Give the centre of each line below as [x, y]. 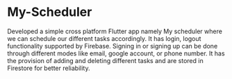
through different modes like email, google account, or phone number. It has [116, 53]
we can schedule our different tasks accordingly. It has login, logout [104, 38]
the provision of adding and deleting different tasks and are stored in [105, 60]
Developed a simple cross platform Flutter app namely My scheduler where [115, 31]
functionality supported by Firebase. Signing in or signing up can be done [113, 46]
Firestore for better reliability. [49, 68]
